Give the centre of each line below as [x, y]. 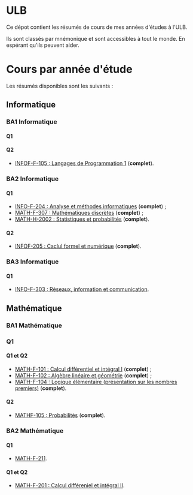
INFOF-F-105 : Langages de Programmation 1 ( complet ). [84, 163]
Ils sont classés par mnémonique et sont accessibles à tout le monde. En [96, 38]
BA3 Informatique [33, 262]
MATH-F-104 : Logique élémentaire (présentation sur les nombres [96, 382]
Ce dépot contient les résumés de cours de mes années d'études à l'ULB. [97, 27]
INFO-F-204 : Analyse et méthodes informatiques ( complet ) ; [90, 206]
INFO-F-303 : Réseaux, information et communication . [82, 289]
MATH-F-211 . [31, 458]
